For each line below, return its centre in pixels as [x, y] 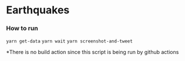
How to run [22, 28]
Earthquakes [38, 10]
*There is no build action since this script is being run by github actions [92, 52]
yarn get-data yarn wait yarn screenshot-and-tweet [70, 41]
